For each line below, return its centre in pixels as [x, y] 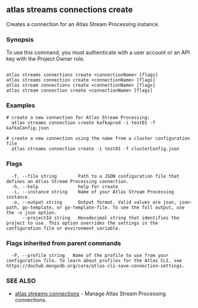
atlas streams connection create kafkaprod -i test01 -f [84, 123]
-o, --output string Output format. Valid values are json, [94, 202]
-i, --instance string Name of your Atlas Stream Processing [93, 192]
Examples [21, 105]
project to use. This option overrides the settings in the [82, 223]
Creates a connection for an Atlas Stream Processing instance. [83, 24]
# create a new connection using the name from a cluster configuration [98, 139]
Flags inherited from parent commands [64, 243]
